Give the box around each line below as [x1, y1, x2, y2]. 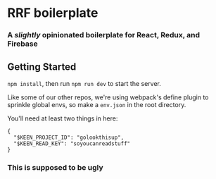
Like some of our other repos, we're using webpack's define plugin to [7, 93, 209, 101]
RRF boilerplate [7, 5, 99, 21]
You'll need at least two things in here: [7, 114, 118, 123]
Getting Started [7, 61, 77, 73]
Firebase [7, 39, 38, 49]
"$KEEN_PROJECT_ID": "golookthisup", [13, 134, 125, 141]
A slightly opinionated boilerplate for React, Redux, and [7, 30, 201, 40]
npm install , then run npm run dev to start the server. [7, 79, 162, 87]
